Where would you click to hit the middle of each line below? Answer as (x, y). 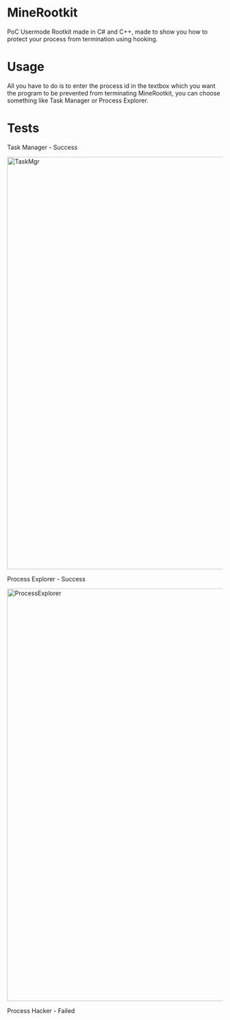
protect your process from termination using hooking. (82, 38)
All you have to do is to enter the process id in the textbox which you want (111, 86)
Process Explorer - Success (46, 579)
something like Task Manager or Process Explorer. (78, 100)
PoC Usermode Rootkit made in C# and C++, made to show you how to (107, 32)
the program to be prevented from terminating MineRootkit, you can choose (114, 93)
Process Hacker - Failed (41, 1010)
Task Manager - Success (42, 147)
